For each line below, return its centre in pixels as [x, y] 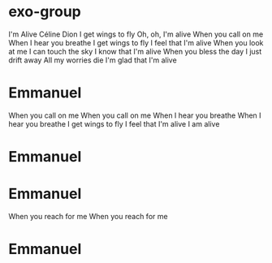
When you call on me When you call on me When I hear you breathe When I [135, 115]
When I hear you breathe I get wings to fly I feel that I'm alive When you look [136, 42]
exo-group [45, 12]
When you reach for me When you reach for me [88, 216]
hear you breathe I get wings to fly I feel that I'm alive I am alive [114, 123]
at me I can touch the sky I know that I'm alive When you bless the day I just [135, 51]
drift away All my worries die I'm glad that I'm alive [93, 60]
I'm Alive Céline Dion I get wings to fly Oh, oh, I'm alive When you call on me [136, 34]
